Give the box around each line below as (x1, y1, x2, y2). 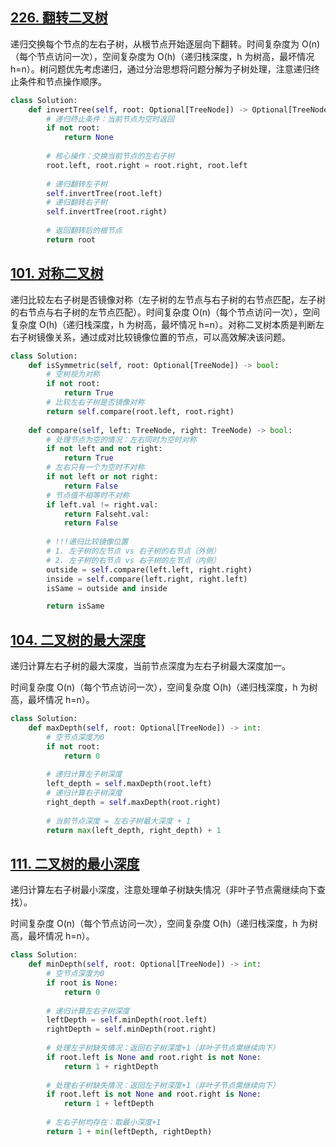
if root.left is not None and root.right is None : (46, 1089, 262, 1100)
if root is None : (46, 978, 118, 988)
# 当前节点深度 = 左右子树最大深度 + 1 (46, 816, 192, 826)
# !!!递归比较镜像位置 (46, 537, 129, 547)
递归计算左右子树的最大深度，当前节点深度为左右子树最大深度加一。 (10, 660, 291, 672)
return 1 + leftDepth (63, 1099, 155, 1109)
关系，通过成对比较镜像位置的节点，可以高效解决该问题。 (53, 331, 291, 343)
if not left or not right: (46, 472, 159, 482)
